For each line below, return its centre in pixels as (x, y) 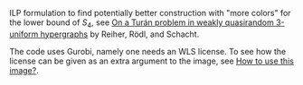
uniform (24, 34)
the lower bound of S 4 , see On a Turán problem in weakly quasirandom (142, 23)
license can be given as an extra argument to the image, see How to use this (151, 61)
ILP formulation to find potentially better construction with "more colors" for (150, 13)
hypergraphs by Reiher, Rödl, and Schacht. (120, 34)
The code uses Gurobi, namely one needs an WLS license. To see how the (148, 51)
